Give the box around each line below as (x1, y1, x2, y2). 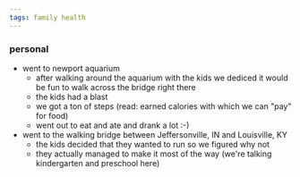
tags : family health (9, 13, 87, 22)
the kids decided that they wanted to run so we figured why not (35, 139, 270, 149)
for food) (35, 110, 69, 121)
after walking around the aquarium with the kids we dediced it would (35, 72, 288, 83)
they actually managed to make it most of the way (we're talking (35, 148, 272, 159)
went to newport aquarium (21, 63, 121, 73)
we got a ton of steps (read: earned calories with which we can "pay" (35, 100, 292, 112)
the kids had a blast (35, 91, 108, 102)
